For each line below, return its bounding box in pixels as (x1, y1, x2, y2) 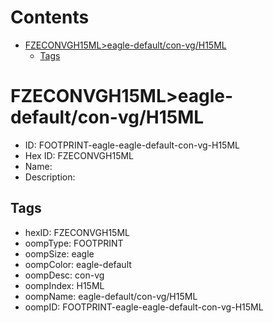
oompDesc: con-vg (24, 269, 105, 281)
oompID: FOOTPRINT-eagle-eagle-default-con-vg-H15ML (24, 301, 264, 313)
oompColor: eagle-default (24, 258, 132, 270)
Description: (24, 171, 76, 183)
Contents (10, 6, 90, 29)
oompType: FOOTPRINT (24, 237, 124, 249)
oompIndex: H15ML (24, 279, 105, 291)
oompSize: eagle (24, 247, 95, 260)
